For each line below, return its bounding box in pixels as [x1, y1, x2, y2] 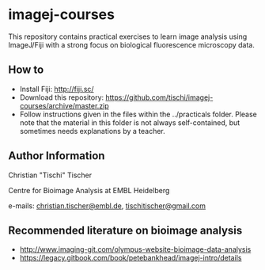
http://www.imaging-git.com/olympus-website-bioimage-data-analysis [19, 245, 252, 254]
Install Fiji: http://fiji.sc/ [19, 84, 94, 93]
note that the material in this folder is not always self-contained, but [19, 117, 240, 127]
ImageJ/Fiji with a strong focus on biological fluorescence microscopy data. [8, 40, 256, 49]
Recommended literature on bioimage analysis [8, 223, 243, 237]
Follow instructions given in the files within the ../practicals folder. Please [19, 109, 257, 119]
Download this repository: [19, 93, 104, 102]
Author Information [8, 149, 105, 163]
